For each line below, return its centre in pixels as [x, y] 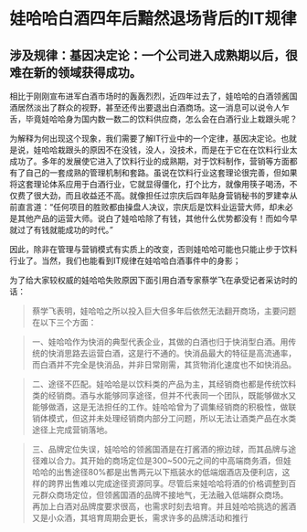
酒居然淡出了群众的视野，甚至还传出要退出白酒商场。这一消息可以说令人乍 [149, 107]
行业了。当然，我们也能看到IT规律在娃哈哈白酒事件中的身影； [125, 261]
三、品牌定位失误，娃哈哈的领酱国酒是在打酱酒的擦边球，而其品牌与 [160, 449]
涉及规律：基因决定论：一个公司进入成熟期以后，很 [153, 55]
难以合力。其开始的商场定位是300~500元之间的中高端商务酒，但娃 [166, 461]
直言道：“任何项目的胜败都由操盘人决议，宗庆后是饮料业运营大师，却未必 [155, 207]
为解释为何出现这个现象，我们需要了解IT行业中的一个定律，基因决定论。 [145, 138]
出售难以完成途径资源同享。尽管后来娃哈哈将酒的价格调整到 [176, 484]
